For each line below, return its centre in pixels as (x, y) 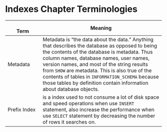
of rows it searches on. (69, 122)
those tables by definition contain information (95, 83)
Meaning (101, 28)
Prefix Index (22, 109)
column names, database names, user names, (96, 58)
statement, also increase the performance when (98, 109)
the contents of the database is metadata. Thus (98, 52)
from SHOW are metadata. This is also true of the (97, 70)
